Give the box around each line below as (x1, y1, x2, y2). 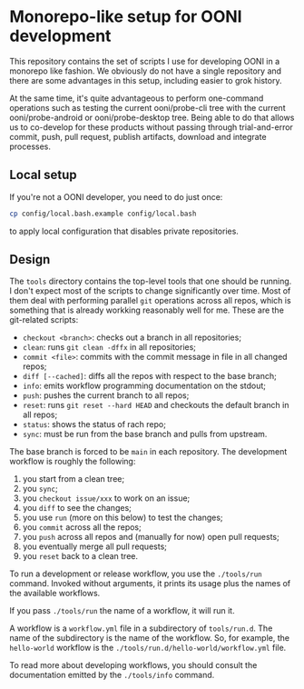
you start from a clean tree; (22, 474, 125, 484)
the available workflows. (9, 588, 101, 599)
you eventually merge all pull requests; (22, 541, 168, 552)
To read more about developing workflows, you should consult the (9, 660, 258, 671)
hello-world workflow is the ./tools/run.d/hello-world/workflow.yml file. (9, 643, 287, 654)
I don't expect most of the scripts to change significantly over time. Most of (9, 285, 291, 296)
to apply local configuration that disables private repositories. (9, 225, 239, 236)
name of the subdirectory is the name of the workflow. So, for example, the (9, 633, 290, 644)
